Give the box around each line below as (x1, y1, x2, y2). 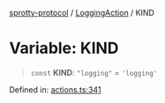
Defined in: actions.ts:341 (9, 84, 101, 95)
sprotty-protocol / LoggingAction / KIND (9, 8, 154, 18)
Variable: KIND (9, 39, 119, 58)
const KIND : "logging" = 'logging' (30, 67, 158, 77)
